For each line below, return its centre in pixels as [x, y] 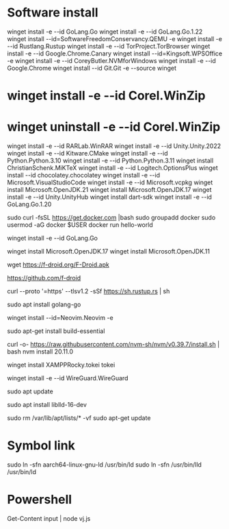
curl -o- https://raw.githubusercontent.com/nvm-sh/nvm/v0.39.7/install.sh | [113, 345]
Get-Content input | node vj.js [49, 518]
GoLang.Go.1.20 [29, 204]
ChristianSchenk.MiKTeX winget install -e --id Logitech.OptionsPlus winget [113, 168]
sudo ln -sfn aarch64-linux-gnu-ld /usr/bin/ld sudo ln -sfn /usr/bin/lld [104, 465]
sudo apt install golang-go [44, 305]
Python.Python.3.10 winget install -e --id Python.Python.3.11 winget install [110, 161]
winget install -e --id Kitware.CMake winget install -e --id [87, 153]
